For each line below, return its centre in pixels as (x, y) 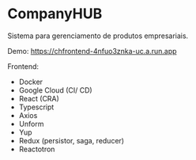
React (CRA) (39, 98)
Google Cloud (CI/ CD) (55, 90)
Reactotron (37, 149)
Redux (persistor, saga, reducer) (71, 140)
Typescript (36, 107)
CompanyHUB (55, 14)
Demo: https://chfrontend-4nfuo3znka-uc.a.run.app (92, 51)
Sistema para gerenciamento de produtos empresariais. (98, 36)
